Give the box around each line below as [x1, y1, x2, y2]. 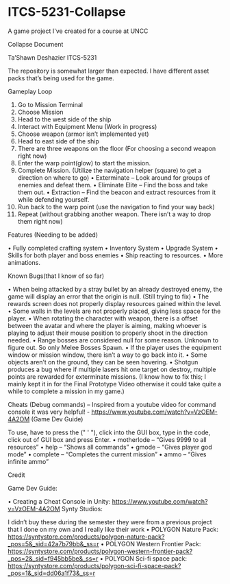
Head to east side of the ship [17, 137, 100, 145]
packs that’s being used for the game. [8, 73, 115, 82]
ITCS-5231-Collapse [8, 4, 126, 20]
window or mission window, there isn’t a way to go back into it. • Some [8, 351, 207, 359]
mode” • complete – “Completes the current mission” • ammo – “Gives [8, 450, 207, 458]
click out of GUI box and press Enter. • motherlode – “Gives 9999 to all [8, 435, 207, 443]
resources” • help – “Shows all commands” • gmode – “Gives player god [8, 443, 212, 451]
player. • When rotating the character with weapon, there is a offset [8, 314, 198, 323]
